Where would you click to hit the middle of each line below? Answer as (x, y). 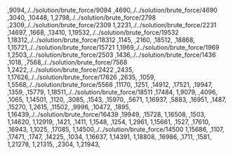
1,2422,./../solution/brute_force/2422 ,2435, (71, 70)
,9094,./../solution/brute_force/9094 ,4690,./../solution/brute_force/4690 (112, 10)
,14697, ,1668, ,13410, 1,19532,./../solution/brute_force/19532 (93, 32)
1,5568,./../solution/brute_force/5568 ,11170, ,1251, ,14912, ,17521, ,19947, (110, 85)
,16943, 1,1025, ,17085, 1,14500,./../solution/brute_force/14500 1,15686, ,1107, (116, 129)
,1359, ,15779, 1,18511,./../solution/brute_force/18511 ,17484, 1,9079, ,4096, (112, 92)
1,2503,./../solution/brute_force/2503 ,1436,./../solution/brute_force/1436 (112, 55)
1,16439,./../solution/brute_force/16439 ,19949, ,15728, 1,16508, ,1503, (107, 114)
